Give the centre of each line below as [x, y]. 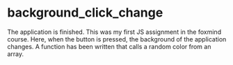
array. [16, 54]
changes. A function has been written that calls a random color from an [109, 46]
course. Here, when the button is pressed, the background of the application [117, 39]
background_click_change [85, 13]
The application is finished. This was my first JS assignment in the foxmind [114, 32]
